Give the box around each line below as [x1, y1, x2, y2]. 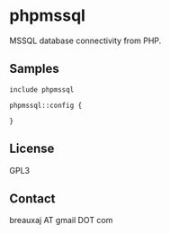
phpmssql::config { [9, 101, 83, 110]
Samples [9, 61, 60, 76]
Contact [9, 191, 56, 206]
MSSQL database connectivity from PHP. [9, 35, 162, 46]
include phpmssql [9, 85, 75, 94]
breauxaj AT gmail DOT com [9, 215, 113, 226]
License [9, 141, 55, 157]
